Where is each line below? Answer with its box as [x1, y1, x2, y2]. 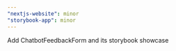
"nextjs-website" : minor [7, 10, 79, 17]
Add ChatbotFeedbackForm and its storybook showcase [7, 36, 169, 44]
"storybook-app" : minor [7, 17, 77, 24]
